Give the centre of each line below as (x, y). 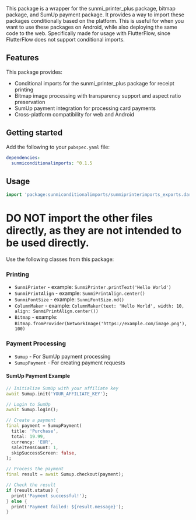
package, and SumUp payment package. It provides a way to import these (95, 15)
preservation (30, 102)
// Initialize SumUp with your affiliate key (62, 388)
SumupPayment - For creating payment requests (70, 363)
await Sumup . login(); (32, 410)
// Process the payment (35, 469)
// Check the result (31, 485)
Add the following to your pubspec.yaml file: (58, 147)
